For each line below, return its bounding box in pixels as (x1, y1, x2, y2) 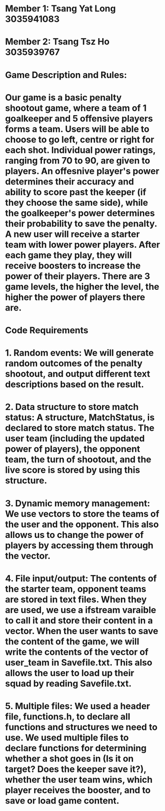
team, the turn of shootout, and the (5, 454, 152, 465)
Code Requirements (5, 324, 89, 336)
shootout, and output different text (5, 368, 151, 380)
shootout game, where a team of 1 (5, 102, 147, 114)
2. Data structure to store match (5, 402, 139, 413)
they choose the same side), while (5, 197, 148, 208)
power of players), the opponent (5, 444, 140, 455)
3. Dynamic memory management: (5, 497, 151, 509)
